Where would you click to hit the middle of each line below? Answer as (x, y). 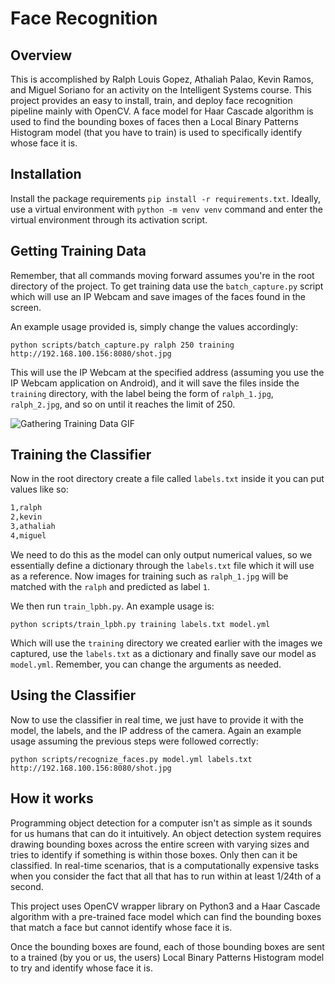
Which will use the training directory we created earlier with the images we (166, 643)
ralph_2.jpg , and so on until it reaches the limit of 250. (123, 404)
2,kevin (26, 517)
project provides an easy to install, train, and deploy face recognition (151, 100)
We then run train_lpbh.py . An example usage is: (112, 606)
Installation (46, 174)
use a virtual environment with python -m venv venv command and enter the (166, 209)
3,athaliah (33, 527)
